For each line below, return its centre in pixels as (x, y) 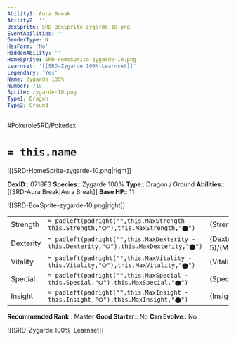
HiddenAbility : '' (34, 53)
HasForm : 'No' (28, 46)
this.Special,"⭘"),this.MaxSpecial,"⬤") (118, 282)
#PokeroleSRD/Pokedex (42, 125)
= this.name (42, 152)
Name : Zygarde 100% (36, 79)
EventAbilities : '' (36, 33)
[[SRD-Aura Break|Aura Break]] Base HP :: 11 (71, 191)
